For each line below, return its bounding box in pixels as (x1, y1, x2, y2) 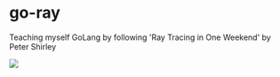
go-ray (9, 3, 60, 23)
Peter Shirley (9, 41, 57, 51)
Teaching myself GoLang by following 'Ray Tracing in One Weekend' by (9, 32, 271, 42)
